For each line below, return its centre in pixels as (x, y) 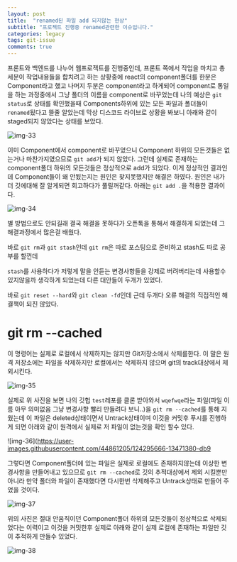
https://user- (56, 441)
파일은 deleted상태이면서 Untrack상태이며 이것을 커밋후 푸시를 (121, 418)
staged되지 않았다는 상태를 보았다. (55, 121)
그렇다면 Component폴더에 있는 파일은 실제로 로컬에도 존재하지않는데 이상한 (114, 463)
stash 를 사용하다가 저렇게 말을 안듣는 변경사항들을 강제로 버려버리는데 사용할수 (117, 271)
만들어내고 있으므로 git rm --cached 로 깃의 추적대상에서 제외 (117, 472)
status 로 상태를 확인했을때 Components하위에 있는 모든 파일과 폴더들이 (108, 103)
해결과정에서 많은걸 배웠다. (44, 232)
